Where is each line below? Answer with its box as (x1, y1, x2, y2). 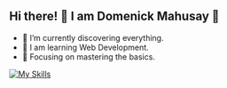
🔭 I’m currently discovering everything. (21, 32, 164, 43)
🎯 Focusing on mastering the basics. (21, 51, 155, 62)
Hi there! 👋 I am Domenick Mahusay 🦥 (9, 9, 220, 24)
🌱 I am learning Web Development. (21, 42, 149, 52)
